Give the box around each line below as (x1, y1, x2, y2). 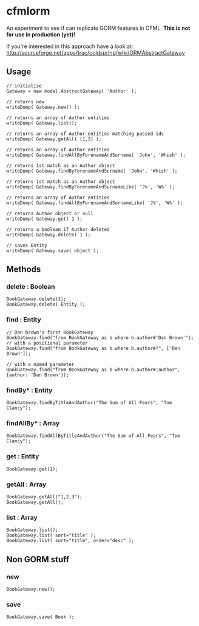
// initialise (6, 83, 42, 89)
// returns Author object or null (6, 210, 94, 216)
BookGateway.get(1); (6, 466, 59, 472)
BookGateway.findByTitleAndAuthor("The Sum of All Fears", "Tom (6, 400, 172, 406)
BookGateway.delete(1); (6, 296, 67, 302)
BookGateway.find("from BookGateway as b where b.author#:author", (6, 366, 181, 373)
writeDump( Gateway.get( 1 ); (6, 216, 83, 222)
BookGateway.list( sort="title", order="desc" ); (6, 538, 135, 544)
